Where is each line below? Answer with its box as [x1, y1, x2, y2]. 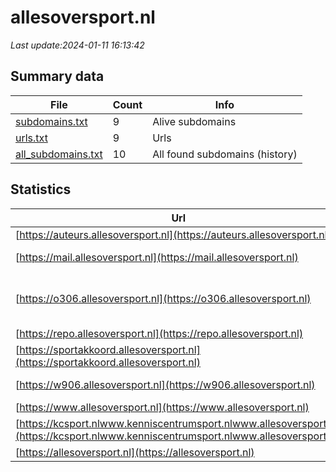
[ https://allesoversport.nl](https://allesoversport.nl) [15, 445, 255, 459]
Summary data [10, 68, 105, 85]
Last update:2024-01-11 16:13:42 [10, 39, 145, 51]
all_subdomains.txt [15, 147, 103, 161]
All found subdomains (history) [152, 147, 298, 161]
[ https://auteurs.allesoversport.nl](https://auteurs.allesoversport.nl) [15, 227, 332, 241]
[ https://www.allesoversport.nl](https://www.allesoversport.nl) [15, 400, 310, 414]
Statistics [10, 181, 72, 198]
